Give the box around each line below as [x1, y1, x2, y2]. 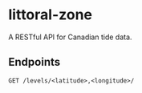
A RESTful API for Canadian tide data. [8, 32, 132, 42]
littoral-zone [8, 6, 93, 24]
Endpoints [8, 55, 61, 69]
